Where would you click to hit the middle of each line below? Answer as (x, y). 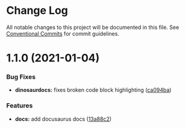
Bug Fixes (21, 77)
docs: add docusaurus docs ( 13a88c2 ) (63, 119)
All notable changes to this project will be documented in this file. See (93, 27)
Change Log (37, 11)
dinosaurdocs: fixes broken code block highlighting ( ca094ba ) (93, 90)
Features (20, 106)
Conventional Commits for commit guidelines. (63, 33)
